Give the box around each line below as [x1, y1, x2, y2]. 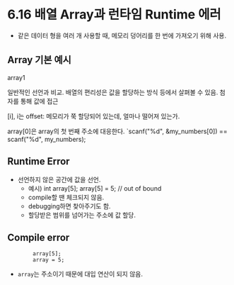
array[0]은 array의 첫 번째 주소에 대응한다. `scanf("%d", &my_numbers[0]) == [7, 127, 228, 135]
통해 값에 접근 [20, 96, 59, 105]
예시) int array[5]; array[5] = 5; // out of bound [28, 184, 162, 192]
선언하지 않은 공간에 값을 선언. [17, 175, 101, 184]
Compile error [7, 231, 70, 243]
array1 [7, 73, 25, 82]
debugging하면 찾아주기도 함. [28, 201, 111, 210]
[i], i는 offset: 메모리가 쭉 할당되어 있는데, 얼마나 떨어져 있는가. [7, 111, 180, 121]
